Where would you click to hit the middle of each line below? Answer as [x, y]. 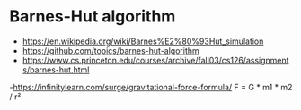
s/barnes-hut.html [56, 70]
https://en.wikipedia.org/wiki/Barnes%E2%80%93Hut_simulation [143, 41]
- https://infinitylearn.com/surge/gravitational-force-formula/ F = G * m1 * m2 [151, 87]
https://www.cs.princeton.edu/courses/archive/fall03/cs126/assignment [155, 60]
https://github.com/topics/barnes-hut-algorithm [111, 50]
